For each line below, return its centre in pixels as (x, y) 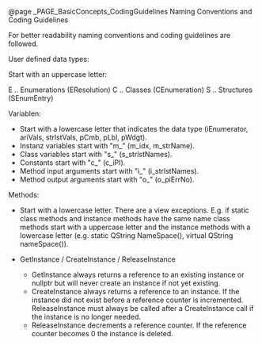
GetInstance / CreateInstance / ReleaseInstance (98, 259)
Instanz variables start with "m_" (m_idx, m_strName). (107, 146)
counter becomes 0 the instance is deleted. (103, 333)
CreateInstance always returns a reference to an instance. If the (135, 291)
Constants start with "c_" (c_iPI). (72, 163)
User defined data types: (49, 59)
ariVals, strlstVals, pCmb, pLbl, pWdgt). (84, 137)
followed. (23, 44)
